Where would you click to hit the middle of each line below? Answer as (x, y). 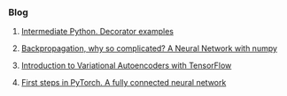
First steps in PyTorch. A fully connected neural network (124, 83)
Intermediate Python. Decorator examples (97, 32)
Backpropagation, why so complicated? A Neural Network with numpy (149, 48)
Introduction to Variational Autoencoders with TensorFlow (126, 66)
